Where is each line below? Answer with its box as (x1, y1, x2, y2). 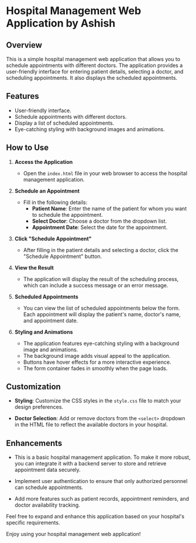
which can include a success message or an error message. (23, 281, 169, 289)
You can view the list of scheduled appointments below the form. (23, 304, 180, 311)
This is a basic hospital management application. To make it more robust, (14, 454, 191, 461)
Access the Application (14, 158, 73, 165)
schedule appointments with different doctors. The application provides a (6, 62, 183, 69)
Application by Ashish (6, 16, 116, 30)
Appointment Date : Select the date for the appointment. (32, 223, 168, 230)
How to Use (6, 143, 49, 153)
